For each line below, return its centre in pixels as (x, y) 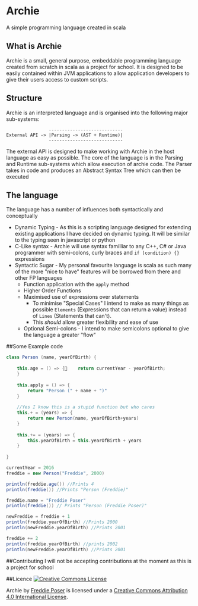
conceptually (22, 216)
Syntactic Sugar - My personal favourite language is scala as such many (103, 265)
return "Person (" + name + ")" (68, 391)
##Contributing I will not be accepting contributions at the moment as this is (99, 561)
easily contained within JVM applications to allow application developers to (98, 73)
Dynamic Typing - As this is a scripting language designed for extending (103, 227)
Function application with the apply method (76, 285)
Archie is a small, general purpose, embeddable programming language (94, 60)
